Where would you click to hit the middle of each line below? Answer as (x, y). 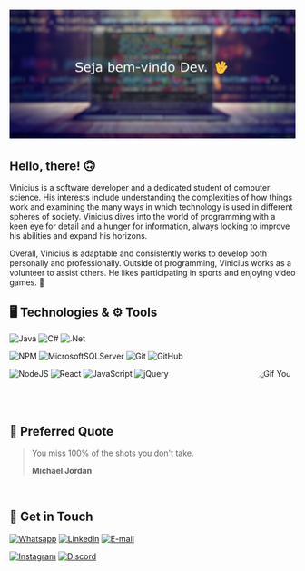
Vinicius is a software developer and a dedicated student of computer (140, 188)
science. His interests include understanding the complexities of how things (151, 197)
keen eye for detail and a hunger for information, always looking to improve (150, 226)
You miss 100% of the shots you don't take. (113, 453)
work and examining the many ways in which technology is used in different (151, 207)
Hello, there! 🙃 (53, 166)
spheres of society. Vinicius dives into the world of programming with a (143, 217)
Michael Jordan (62, 471)
